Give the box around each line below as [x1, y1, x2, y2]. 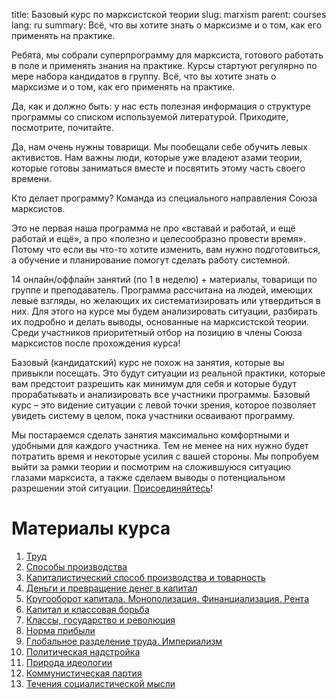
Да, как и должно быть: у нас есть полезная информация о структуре [11, 100, 311, 112]
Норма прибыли [25, 624, 96, 636]
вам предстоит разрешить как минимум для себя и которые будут [11, 378, 297, 389]
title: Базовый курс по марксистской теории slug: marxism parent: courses [11, 9, 327, 20]
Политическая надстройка [25, 645, 141, 658]
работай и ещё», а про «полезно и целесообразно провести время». [11, 233, 306, 244]
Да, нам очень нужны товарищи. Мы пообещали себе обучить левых [11, 141, 308, 153]
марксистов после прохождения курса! [11, 337, 181, 349]
